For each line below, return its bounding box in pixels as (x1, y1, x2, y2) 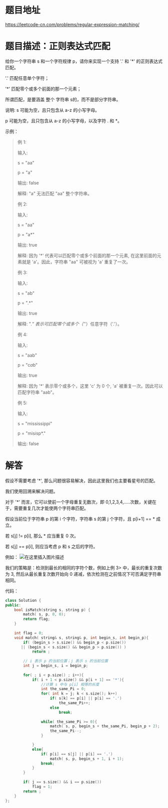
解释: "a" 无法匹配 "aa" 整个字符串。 (17, 190, 92, 196)
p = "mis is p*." (17, 430, 46, 436)
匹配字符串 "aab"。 (17, 389, 57, 395)
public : (5, 602, 21, 607)
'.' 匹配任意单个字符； (5, 75, 49, 81)
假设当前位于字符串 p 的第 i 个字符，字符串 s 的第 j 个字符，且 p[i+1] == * (5, 516, 155, 522)
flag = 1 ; (31, 784, 52, 789)
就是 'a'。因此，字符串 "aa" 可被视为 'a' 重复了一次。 (21, 259, 131, 265)
